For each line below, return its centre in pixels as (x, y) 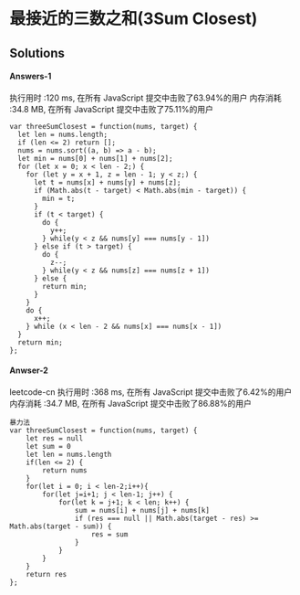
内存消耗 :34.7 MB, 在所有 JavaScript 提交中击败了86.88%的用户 (131, 403)
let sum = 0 (48, 446)
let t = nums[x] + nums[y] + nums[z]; (107, 182)
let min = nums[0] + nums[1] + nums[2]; (95, 158)
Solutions (37, 53)
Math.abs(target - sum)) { (61, 526)
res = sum (109, 534)
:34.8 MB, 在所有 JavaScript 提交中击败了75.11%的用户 (112, 109)
